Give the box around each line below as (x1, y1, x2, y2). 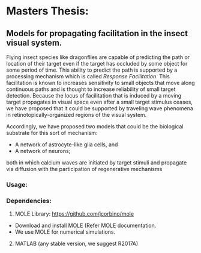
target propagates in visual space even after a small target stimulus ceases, (6, 98, 193, 105)
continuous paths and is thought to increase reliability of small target (6, 86, 176, 93)
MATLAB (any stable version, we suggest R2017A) (14, 240, 139, 248)
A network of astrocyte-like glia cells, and (14, 141, 118, 148)
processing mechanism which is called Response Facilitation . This (6, 73, 170, 80)
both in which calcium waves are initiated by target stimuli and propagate (6, 159, 187, 166)
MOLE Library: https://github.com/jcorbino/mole (14, 210, 134, 217)
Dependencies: (6, 196, 52, 205)
